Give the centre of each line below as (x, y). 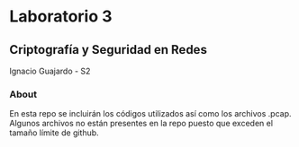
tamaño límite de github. (54, 133)
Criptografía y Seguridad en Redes (108, 50)
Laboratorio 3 (61, 17)
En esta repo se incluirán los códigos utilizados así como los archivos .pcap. (150, 114)
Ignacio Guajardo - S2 (50, 71)
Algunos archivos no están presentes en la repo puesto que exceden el (141, 124)
